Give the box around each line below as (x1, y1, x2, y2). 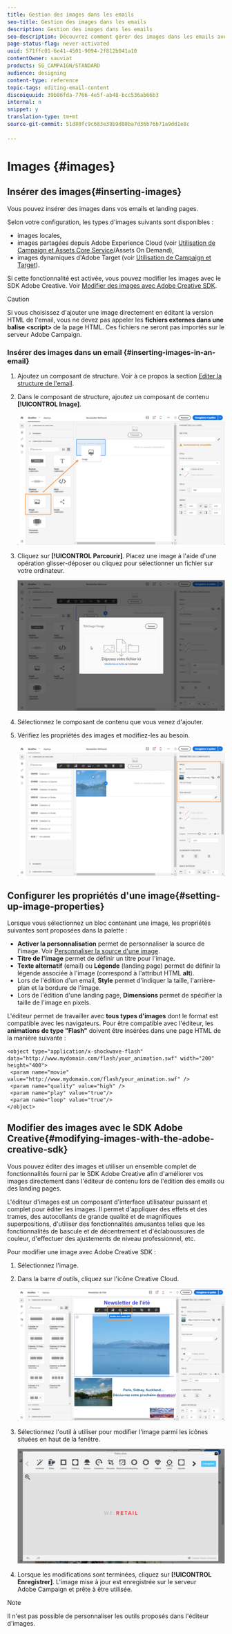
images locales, (17, 231, 62, 239)
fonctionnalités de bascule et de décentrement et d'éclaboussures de (7, 1227, 205, 1235)
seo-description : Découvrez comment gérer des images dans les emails (7, 33, 215, 40)
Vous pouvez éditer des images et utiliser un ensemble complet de (7, 1162, 197, 1171)
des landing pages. (7, 1184, 62, 1193)
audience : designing (7, 69, 67, 76)
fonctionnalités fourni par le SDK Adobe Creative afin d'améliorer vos (7, 1169, 204, 1177)
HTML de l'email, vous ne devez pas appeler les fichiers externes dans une (7, 315, 224, 324)
